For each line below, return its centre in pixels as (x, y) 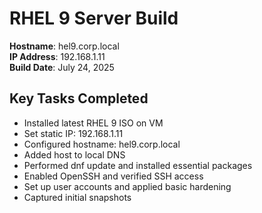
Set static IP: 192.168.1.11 (73, 133)
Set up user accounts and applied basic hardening (127, 186)
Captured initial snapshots (77, 197)
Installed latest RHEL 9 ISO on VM (93, 123)
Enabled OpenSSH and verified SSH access (113, 176)
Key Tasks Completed (79, 98)
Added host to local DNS (74, 154)
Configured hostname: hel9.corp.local (102, 144)
